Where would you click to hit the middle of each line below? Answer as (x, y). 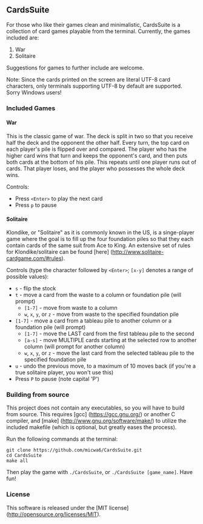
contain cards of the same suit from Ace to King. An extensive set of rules (98, 245)
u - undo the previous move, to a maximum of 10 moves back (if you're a (105, 366)
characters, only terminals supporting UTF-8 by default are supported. (95, 86)
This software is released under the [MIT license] (68, 508)
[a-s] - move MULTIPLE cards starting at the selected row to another (110, 340)
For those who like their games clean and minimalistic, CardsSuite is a (93, 24)
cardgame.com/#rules (34, 259)
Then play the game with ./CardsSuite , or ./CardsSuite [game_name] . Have (99, 472)
